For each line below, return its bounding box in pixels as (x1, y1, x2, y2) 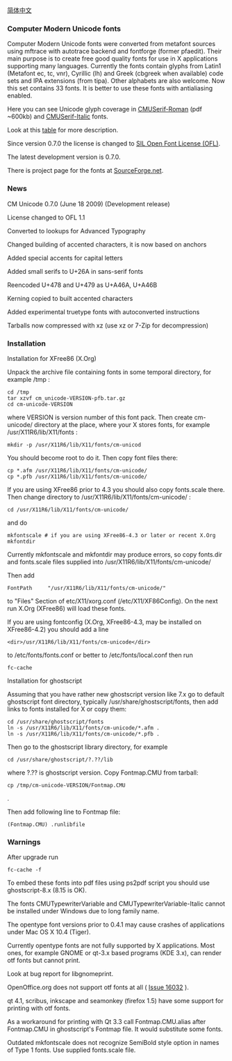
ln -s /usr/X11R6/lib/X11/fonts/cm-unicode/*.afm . (7, 724, 160, 731)
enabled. (7, 91, 33, 100)
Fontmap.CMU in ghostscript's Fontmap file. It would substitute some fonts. (7, 1025, 224, 1033)
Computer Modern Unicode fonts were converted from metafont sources (7, 40, 216, 48)
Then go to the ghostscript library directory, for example (7, 743, 168, 751)
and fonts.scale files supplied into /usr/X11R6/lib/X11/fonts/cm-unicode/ (7, 557, 211, 566)
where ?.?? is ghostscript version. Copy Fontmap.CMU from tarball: (7, 768, 199, 777)
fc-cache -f (7, 867, 42, 874)
